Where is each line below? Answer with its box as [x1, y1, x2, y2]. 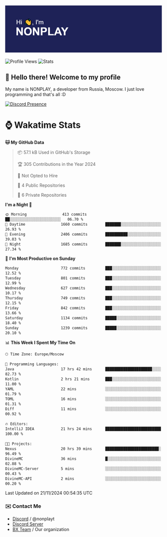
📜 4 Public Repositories [17, 182, 66, 188]
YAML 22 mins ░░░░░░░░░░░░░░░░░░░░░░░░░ [5, 387, 162, 392]
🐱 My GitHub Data [5, 139, 45, 145]
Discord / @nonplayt [12, 516, 55, 522]
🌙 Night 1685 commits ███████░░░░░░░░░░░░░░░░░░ [5, 242, 162, 247]
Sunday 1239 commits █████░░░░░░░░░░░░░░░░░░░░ [5, 325, 162, 330]
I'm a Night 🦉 [5, 201, 32, 207]
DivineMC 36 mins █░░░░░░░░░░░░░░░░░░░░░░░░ [5, 456, 162, 461]
